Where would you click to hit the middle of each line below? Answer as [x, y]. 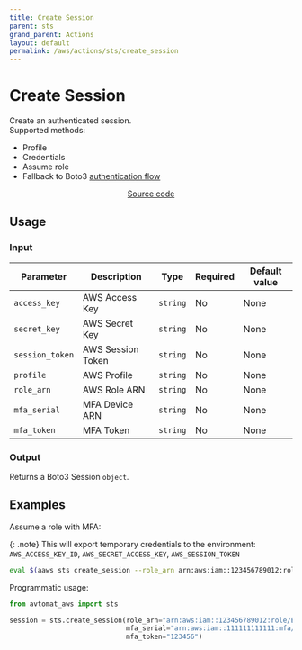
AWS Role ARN [114, 390]
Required [215, 276]
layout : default [40, 43]
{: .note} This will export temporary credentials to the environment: [133, 544]
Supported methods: [48, 131]
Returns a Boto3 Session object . [69, 477]
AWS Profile [107, 375]
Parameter [44, 276]
